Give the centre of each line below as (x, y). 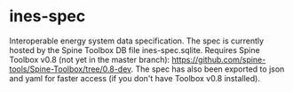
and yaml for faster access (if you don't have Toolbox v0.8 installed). (135, 78)
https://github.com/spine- (219, 59)
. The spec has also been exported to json (208, 69)
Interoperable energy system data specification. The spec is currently (137, 41)
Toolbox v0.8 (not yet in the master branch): (90, 59)
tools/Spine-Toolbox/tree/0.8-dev (70, 69)
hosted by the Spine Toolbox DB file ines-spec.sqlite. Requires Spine (135, 50)
